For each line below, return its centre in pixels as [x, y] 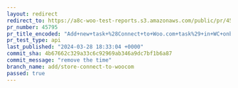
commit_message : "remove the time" [59, 60]
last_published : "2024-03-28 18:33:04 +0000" [75, 47]
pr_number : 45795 [32, 27]
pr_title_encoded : [34, 34]
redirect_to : [26, 21]
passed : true [26, 73]
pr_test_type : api [34, 40]
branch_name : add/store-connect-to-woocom [70, 67]
